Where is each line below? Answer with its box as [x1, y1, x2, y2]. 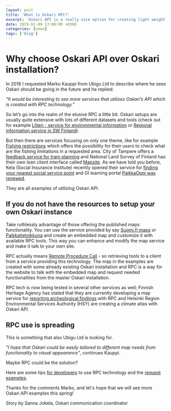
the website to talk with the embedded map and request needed [6, 269, 140, 275]
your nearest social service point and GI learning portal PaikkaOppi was [6, 170, 156, 176]
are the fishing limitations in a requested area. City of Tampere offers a [6, 148, 154, 154]
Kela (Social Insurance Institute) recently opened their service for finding [6, 164, 158, 171]
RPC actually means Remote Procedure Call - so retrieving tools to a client [6, 253, 161, 259]
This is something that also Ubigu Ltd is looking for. [6, 334, 113, 340]
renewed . [6, 175, 26, 181]
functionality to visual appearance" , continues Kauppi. [6, 349, 121, 355]
